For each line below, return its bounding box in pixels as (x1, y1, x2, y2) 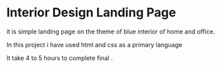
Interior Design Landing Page (6, 5, 176, 20)
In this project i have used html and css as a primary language (6, 40, 183, 49)
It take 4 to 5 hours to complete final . (6, 53, 113, 62)
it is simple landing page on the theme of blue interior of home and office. (6, 27, 215, 36)
